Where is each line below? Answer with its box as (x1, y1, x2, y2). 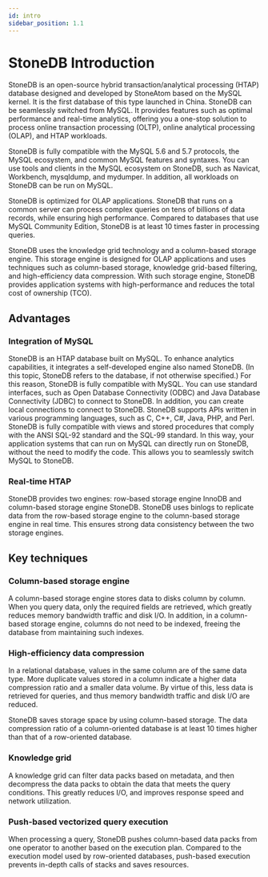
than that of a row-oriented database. (8, 732, 132, 742)
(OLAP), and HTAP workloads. (8, 131, 108, 141)
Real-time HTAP (8, 476, 72, 487)
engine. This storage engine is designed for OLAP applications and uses (8, 254, 246, 264)
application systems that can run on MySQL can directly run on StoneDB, (8, 439, 250, 449)
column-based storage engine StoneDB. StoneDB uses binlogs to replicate (8, 502, 254, 513)
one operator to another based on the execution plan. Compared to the (8, 843, 242, 852)
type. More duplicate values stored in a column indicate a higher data (8, 674, 237, 684)
